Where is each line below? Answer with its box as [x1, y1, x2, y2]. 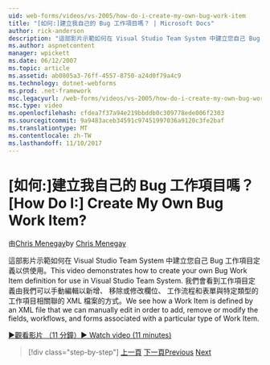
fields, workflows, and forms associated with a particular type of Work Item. [8, 313, 260, 323]
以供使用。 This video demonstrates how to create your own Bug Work [14, 266, 247, 276]
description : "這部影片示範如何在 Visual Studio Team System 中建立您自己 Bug [8, 34, 260, 43]
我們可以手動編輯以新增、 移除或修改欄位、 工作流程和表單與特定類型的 [22, 286, 259, 296]
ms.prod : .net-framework [8, 86, 92, 95]
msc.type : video [8, 102, 63, 110]
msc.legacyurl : [8, 94, 59, 102]
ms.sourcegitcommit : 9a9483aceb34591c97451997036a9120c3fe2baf [8, 117, 225, 125]
